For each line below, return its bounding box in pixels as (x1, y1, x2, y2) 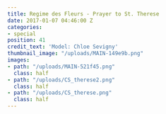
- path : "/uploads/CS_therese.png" (7, 89, 112, 96)
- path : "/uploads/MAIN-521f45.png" (7, 63, 115, 70)
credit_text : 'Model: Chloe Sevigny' (7, 43, 119, 50)
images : (7, 57, 30, 64)
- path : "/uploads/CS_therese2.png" (7, 76, 115, 84)
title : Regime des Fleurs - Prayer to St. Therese (7, 10, 160, 18)
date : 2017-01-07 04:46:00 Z (7, 17, 93, 24)
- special (7, 30, 37, 38)
